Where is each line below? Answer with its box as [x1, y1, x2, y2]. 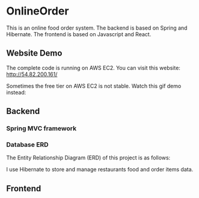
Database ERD [6, 140, 49, 148]
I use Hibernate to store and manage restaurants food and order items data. [6, 166, 194, 173]
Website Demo [6, 48, 63, 59]
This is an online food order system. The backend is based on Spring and [6, 24, 188, 31]
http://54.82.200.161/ [6, 71, 58, 78]
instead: [6, 89, 26, 96]
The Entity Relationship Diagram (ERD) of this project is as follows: [6, 154, 171, 161]
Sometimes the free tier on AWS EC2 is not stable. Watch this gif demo [6, 82, 182, 89]
